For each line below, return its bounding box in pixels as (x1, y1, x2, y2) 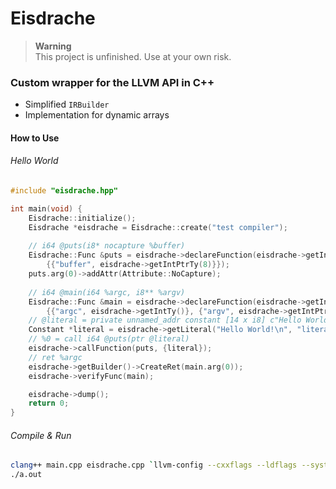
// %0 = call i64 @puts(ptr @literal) (28, 334, 190, 344)
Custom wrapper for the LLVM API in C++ (10, 75, 215, 89)
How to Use (10, 132, 60, 144)
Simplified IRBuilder (24, 98, 110, 111)
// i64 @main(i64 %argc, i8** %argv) (28, 287, 186, 297)
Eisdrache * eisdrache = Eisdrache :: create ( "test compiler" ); (28, 222, 288, 232)
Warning (34, 40, 72, 52)
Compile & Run (10, 429, 72, 441)
